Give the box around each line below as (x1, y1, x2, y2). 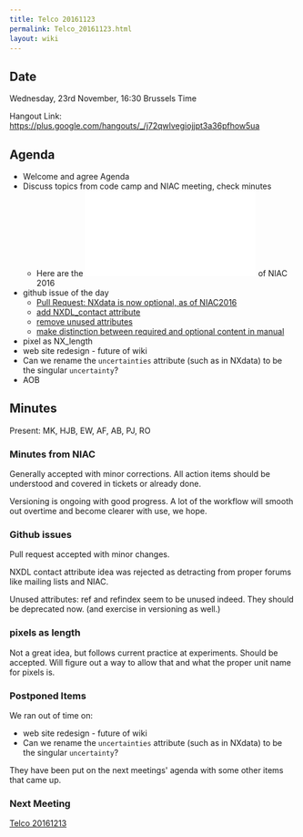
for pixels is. (9, 666, 56, 677)
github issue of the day (22, 287, 109, 298)
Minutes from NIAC (9, 448, 96, 460)
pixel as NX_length (22, 336, 93, 346)
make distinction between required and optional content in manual (35, 326, 285, 336)
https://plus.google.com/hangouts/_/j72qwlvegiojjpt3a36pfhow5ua (9, 120, 260, 131)
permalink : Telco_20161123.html (9, 24, 132, 34)
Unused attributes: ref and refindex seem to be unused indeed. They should (9, 594, 294, 605)
